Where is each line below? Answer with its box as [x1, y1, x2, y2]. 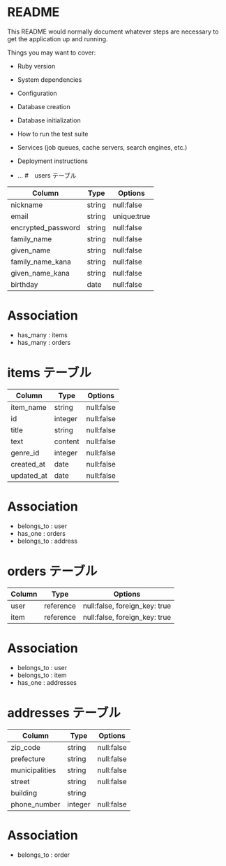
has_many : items [17, 330, 68, 339]
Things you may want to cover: [7, 48, 96, 57]
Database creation [17, 102, 71, 111]
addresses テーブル [7, 704, 121, 721]
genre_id [10, 448, 40, 457]
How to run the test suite [17, 129, 89, 138]
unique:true [112, 211, 151, 221]
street [10, 776, 30, 786]
